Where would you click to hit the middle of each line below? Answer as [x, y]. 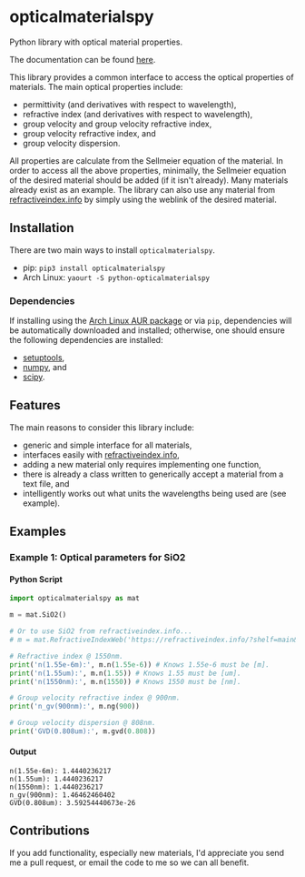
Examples [38, 532]
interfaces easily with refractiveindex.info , [101, 454]
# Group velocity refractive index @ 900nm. [95, 698]
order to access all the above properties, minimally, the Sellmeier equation [148, 170]
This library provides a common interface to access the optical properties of [152, 77]
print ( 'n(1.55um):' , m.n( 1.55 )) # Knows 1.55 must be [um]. [126, 673]
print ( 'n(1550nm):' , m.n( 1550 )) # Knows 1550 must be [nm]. [126, 681]
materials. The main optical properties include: [96, 86]
